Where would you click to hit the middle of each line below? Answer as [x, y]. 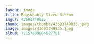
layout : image [20, 10]
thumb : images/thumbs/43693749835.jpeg [47, 24]
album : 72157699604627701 [32, 33]
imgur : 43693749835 [26, 19]
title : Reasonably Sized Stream [39, 15]
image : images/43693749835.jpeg [39, 29]
